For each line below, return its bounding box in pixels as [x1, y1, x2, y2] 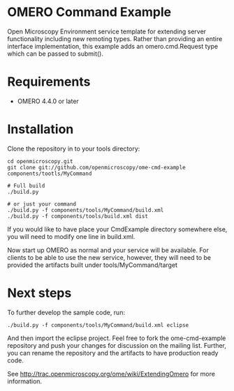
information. [7, 377, 43, 385]
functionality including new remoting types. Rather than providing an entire [7, 34, 223, 43]
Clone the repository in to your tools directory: [7, 144, 140, 153]
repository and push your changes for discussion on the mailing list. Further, [7, 341, 227, 349]
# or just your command [7, 200, 77, 208]
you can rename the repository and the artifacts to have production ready [7, 348, 219, 357]
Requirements [7, 74, 91, 90]
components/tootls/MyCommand [7, 170, 92, 177]
